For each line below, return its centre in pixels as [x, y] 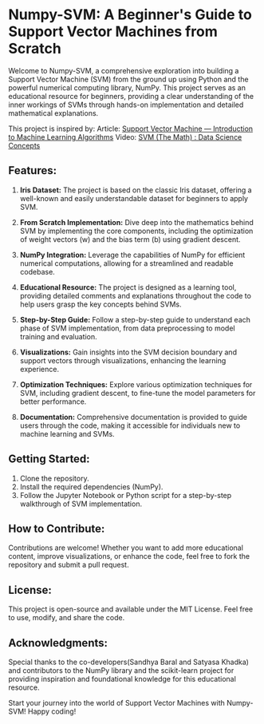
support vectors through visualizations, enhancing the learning [123, 360]
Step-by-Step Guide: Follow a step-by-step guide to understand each [135, 319]
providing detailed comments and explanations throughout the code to [135, 295]
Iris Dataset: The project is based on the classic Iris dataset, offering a [136, 190]
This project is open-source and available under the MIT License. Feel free [131, 609]
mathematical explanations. [53, 113]
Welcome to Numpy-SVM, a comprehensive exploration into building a [124, 70]
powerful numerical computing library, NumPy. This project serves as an [127, 87]
